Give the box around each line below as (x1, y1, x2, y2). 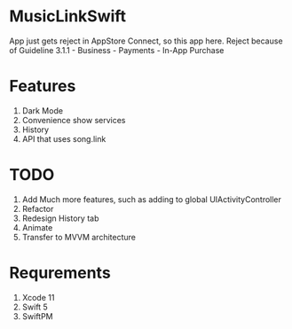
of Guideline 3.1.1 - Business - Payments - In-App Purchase (9, 44, 225, 55)
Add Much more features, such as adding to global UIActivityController (21, 193, 282, 205)
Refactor (21, 203, 54, 214)
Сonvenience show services (21, 114, 126, 125)
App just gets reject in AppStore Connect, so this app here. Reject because (9, 35, 283, 46)
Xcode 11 (21, 292, 55, 302)
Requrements (9, 263, 111, 283)
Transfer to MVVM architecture (21, 231, 136, 242)
